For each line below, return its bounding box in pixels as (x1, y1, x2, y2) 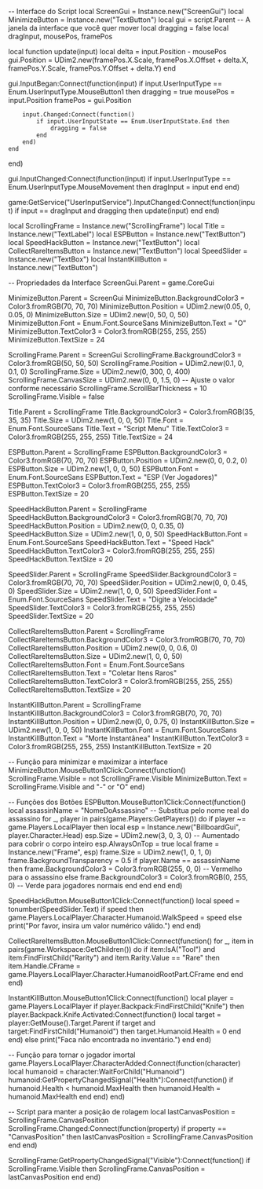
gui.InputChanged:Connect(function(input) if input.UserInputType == (8, 174, 232, 183)
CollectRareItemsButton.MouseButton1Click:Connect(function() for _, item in (8, 936, 254, 946)
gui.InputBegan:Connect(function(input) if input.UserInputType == (8, 79, 222, 88)
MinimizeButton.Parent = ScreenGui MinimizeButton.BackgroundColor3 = (8, 294, 246, 302)
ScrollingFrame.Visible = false (8, 392, 104, 401)
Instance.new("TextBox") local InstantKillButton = (8, 254, 168, 264)
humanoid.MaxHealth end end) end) (8, 1092, 126, 1101)
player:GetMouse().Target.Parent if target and (8, 1019, 155, 1027)
